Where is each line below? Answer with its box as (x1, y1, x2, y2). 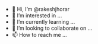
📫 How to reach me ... (11, 32, 67, 38)
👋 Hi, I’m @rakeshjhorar (11, 6, 70, 12)
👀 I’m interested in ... (11, 12, 62, 19)
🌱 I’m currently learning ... (11, 18, 75, 25)
